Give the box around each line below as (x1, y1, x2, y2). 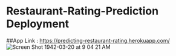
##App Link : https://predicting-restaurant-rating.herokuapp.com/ (6, 37, 171, 44)
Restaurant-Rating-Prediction (6, 4, 159, 18)
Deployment (6, 17, 70, 31)
